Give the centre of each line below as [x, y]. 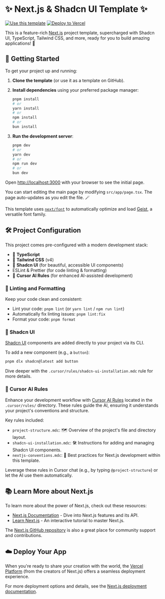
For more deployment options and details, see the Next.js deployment [76, 586]
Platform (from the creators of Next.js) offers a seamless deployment [75, 571]
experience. [17, 577]
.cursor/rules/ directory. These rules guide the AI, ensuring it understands [82, 405]
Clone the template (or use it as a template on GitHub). [68, 80]
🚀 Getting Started [32, 59]
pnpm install [26, 99]
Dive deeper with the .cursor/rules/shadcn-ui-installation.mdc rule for [79, 371]
